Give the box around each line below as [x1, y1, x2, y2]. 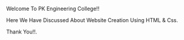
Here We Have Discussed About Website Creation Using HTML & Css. [6, 17, 178, 23]
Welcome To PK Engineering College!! [6, 5, 100, 12]
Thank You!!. [6, 28, 38, 35]
